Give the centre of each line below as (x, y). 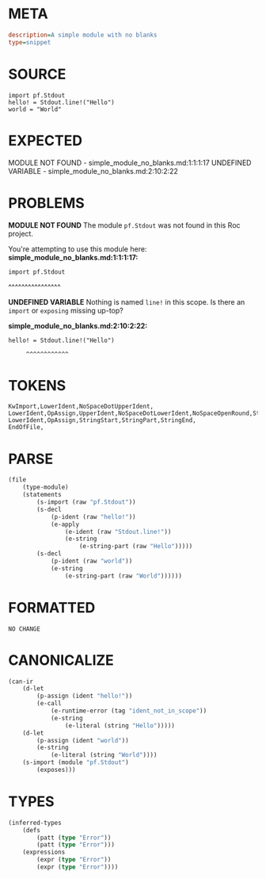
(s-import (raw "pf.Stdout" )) (86, 502)
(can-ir (21, 681)
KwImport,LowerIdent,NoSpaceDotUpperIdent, (81, 407)
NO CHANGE (25, 629)
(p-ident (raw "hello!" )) (93, 516)
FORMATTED (52, 607)
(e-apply (65, 524)
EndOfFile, (26, 428)
